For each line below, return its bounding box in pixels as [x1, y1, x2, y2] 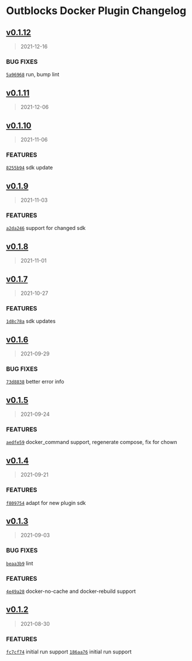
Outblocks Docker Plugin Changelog [6, 4, 187, 18]
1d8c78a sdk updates [6, 318, 56, 325]
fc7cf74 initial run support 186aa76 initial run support [6, 648, 132, 655]
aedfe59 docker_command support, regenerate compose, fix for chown [6, 439, 177, 446]
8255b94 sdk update [6, 164, 53, 171]
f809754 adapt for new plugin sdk [6, 499, 86, 506]
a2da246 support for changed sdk [6, 225, 86, 232]
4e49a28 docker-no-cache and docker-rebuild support [6, 588, 136, 595]
